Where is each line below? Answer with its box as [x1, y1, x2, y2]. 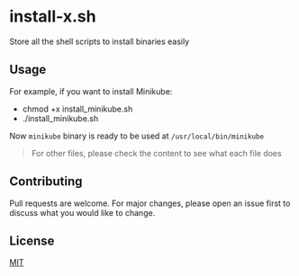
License [9, 233, 55, 248]
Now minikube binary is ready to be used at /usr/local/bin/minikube [9, 130, 264, 141]
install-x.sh [9, 6, 96, 27]
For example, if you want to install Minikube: [9, 85, 173, 96]
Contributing [9, 174, 83, 190]
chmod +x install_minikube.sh [22, 103, 133, 114]
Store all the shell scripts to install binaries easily [9, 36, 190, 47]
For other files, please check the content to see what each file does [31, 147, 282, 158]
